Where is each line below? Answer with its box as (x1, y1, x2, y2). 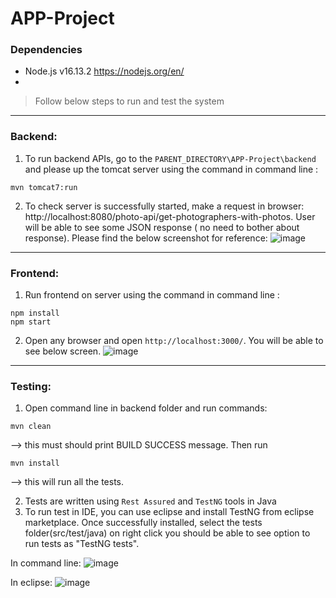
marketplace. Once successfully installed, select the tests (24, 517, 263, 529)
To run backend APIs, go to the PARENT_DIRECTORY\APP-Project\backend (24, 152, 317, 164)
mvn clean (10, 422, 52, 432)
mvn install (10, 458, 60, 469)
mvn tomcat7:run (10, 182, 78, 192)
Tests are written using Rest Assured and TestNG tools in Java (24, 495, 277, 507)
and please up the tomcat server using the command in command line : (24, 163, 319, 175)
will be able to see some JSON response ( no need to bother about (24, 221, 300, 233)
